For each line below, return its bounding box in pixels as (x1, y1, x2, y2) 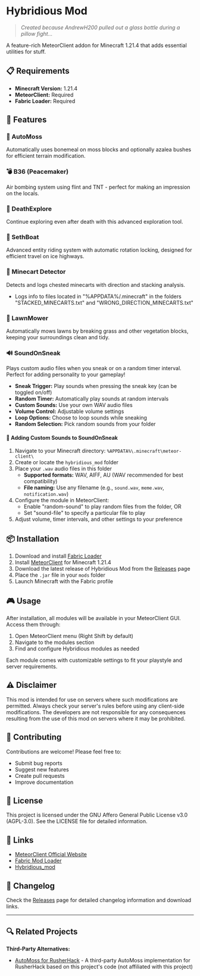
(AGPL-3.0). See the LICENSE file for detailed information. (6, 818, 148, 825)
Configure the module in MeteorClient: (14, 497, 109, 504)
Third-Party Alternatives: (6, 945, 70, 952)
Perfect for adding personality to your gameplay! (6, 371, 126, 378)
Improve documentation (14, 778, 74, 786)
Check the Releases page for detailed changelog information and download (6, 897, 192, 904)
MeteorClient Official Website (14, 851, 87, 858)
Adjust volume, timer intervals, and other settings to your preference (14, 516, 183, 523)
